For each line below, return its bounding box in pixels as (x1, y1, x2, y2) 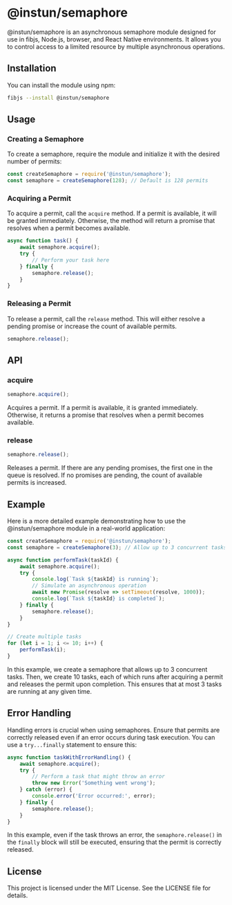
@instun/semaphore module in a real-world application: (7, 524, 166, 532)
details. (7, 891, 28, 899)
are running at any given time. (7, 687, 92, 695)
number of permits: (7, 157, 62, 165)
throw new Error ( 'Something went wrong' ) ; (32, 780, 156, 787)
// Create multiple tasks (7, 634, 81, 640)
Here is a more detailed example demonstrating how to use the (7, 517, 186, 526)
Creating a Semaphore (7, 134, 84, 143)
